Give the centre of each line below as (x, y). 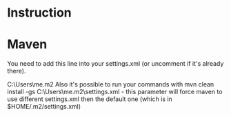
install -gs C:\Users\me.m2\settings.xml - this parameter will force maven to (115, 92)
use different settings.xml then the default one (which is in (90, 99)
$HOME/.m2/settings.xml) (44, 107)
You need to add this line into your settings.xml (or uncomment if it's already (115, 64)
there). (17, 71)
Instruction (39, 13)
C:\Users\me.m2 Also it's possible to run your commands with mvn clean (111, 84)
